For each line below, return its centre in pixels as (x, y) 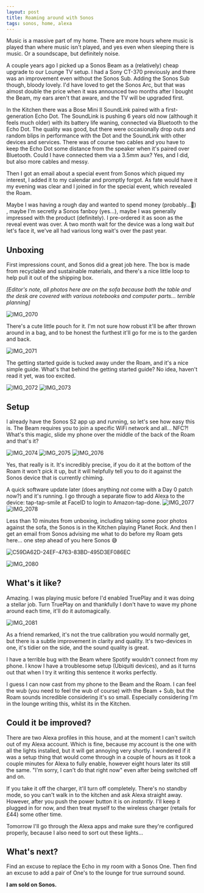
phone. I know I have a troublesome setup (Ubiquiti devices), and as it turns (101, 666)
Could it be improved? (49, 723)
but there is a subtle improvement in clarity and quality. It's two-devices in (99, 641)
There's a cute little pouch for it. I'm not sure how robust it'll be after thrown (101, 326)
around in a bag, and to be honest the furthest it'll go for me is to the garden (102, 333)
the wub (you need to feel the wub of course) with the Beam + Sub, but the (100, 690)
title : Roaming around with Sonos (50, 18)
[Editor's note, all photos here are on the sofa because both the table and (99, 290)
